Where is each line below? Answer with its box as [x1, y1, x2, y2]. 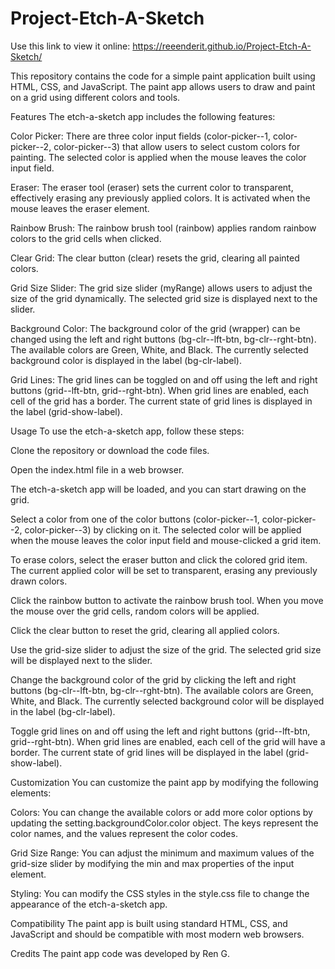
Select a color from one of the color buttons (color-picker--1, [10, 513, 260, 525]
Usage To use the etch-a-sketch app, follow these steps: [10, 425, 245, 437]
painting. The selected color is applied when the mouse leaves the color [10, 151, 307, 163]
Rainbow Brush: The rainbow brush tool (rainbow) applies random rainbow [10, 222, 317, 234]
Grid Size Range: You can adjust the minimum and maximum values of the [10, 847, 315, 859]
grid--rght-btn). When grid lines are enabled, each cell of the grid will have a [10, 735, 326, 747]
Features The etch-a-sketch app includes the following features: [10, 110, 276, 122]
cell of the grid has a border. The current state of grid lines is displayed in [10, 395, 313, 407]
